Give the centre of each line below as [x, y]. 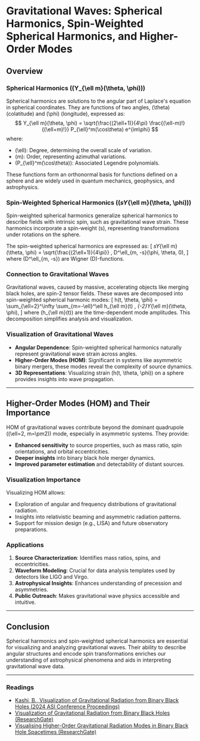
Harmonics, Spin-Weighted [75, 24]
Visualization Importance [43, 480]
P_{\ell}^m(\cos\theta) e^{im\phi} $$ [115, 129]
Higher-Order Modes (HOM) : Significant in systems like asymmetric [99, 360]
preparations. [31, 529]
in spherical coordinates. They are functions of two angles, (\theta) [88, 107]
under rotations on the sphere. [43, 234]
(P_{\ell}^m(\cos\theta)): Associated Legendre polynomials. [87, 163]
